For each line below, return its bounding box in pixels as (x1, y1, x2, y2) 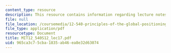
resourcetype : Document (5, 31, 56, 36)
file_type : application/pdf (5, 26, 65, 31)
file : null (5, 17, 28, 22)
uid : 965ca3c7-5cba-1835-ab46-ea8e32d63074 (5, 40, 99, 45)
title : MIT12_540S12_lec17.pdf (5, 36, 72, 41)
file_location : (5, 21, 38, 27)
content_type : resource (5, 7, 56, 13)
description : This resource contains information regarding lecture (5, 12, 154, 17)
